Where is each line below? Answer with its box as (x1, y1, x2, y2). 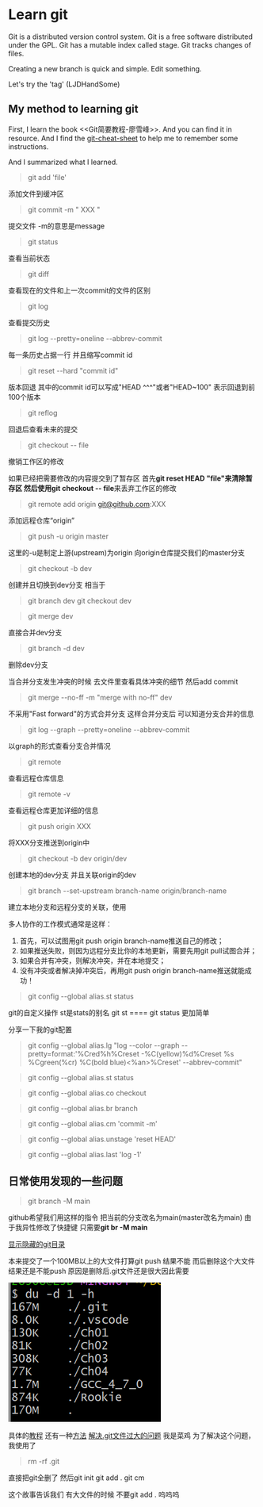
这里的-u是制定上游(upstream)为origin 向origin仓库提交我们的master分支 (8, 547, 246, 557)
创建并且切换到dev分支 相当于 (8, 580, 106, 589)
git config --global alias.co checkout (27, 1088, 147, 1098)
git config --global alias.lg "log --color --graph (27, 1041, 180, 1050)
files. (8, 48, 25, 58)
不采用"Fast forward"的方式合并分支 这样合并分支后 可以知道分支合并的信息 (8, 708, 255, 719)
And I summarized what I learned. (8, 157, 119, 167)
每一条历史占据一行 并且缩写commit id (8, 350, 133, 359)
